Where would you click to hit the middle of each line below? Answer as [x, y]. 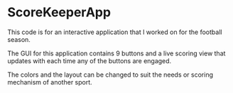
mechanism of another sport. [50, 82]
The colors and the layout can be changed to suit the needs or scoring [110, 75]
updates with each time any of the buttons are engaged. [90, 60]
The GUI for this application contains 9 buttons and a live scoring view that [116, 53]
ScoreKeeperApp [59, 12]
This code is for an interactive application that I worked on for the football [115, 32]
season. [19, 39]
